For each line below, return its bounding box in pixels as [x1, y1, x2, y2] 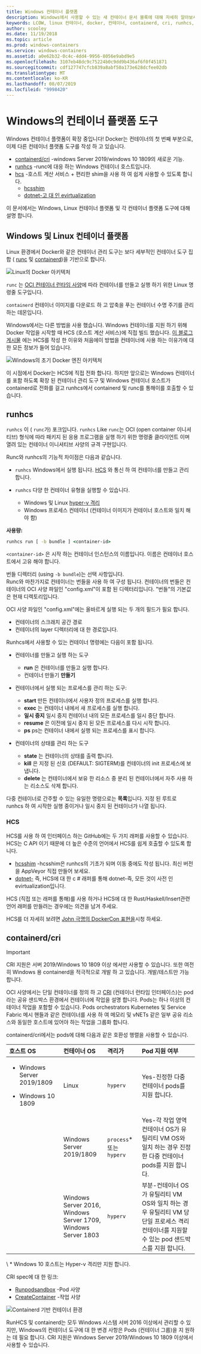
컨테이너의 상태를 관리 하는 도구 [14, 740, 89, 747]
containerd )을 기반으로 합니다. [35, 255, 106, 263]
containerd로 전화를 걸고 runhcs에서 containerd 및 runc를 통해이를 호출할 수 [6, 384, 187, 391]
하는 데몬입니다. [6, 309, 44, 316]
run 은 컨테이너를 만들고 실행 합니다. [23, 664, 109, 671]
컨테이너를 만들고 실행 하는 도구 [14, 652, 89, 659]
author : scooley [6, 25, 47, 32]
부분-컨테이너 [141, 1181, 179, 1189]
